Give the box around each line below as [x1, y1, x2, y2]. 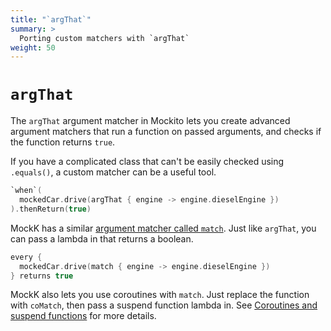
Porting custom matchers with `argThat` [19, 33, 190, 43]
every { [10, 252, 43, 262]
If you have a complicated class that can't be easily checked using [10, 156, 285, 168]
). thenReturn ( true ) [10, 204, 92, 214]
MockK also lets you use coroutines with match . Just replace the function [10, 289, 310, 301]
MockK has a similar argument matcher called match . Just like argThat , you [10, 222, 317, 234]
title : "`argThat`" [10, 14, 92, 25]
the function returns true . [10, 136, 116, 148]
